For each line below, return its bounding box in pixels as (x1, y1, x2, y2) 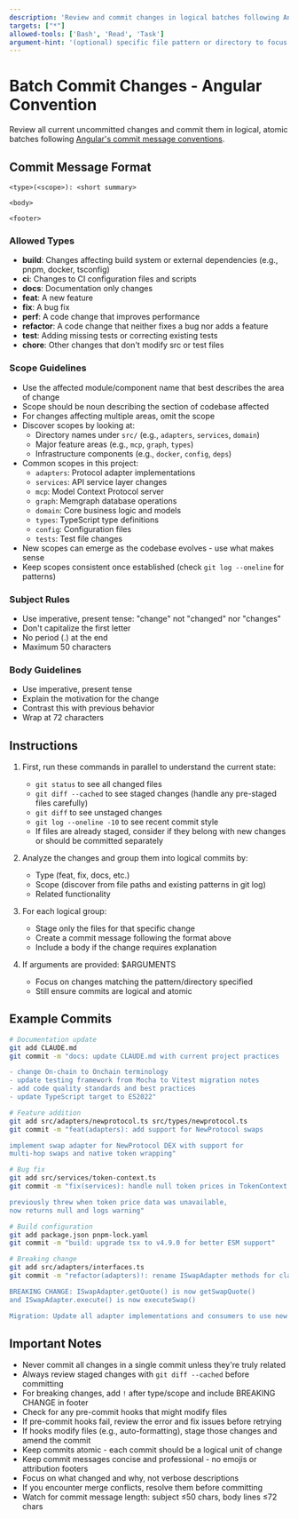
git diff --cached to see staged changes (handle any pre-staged (35, 788, 278, 799)
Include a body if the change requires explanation (35, 942, 217, 952)
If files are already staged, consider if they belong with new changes (35, 826, 286, 836)
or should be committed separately (35, 836, 164, 846)
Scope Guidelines (9, 362, 87, 374)
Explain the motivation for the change (21, 694, 160, 704)
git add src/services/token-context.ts (9, 1173, 157, 1182)
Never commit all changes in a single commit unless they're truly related (21, 1360, 286, 1371)
